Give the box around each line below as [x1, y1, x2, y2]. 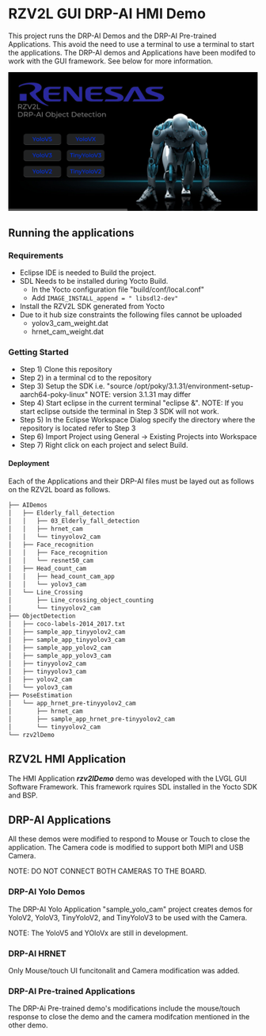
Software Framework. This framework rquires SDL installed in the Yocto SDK [8, 782, 257, 791]
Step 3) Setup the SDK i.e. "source [19, 381, 133, 391]
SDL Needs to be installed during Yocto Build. [19, 277, 169, 286]
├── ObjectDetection [8, 612, 77, 620]
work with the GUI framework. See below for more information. [8, 56, 214, 66]
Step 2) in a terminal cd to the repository [19, 373, 152, 383]
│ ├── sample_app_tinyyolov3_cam [8, 636, 126, 644]
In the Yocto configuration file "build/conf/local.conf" [31, 285, 204, 294]
